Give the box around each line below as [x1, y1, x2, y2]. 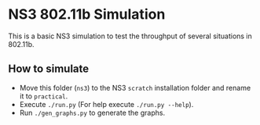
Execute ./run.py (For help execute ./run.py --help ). [19, 99, 194, 109]
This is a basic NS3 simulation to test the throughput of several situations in [8, 31, 253, 41]
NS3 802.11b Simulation [8, 5, 166, 23]
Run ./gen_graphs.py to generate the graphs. [19, 108, 166, 117]
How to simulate [8, 62, 90, 76]
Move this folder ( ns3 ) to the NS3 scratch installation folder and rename [19, 83, 251, 92]
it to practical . [19, 91, 68, 101]
